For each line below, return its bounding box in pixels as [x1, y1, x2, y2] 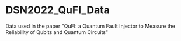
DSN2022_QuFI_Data [5, 3, 110, 17]
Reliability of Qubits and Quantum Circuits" [5, 28, 109, 35]
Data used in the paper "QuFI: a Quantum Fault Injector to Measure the [5, 23, 176, 29]
